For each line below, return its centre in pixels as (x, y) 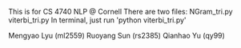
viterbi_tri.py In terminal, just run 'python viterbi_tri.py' (97, 20)
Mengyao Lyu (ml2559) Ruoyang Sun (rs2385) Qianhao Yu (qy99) (117, 36)
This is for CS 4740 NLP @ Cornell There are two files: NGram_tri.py (121, 12)
